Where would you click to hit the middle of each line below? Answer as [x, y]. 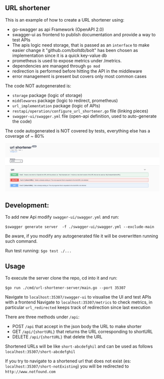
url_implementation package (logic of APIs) [56, 105]
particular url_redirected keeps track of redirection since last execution [78, 307]
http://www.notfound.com [30, 372]
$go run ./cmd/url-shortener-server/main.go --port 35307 [65, 288]
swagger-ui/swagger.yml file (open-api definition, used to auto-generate [84, 116]
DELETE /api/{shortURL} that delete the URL [57, 337]
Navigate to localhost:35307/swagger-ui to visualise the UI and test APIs [78, 297]
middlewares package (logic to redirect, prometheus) [65, 101]
